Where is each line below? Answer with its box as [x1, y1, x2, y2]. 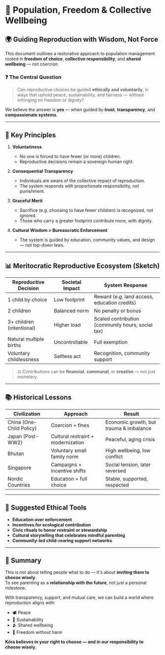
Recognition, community [94, 350, 150, 357]
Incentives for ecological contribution [12, 522, 91, 527]
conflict [105, 453, 123, 460]
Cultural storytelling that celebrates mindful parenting [12, 532, 125, 538]
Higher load [54, 321, 81, 328]
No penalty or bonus [94, 307, 141, 314]
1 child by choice [7, 296, 48, 303]
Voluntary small [51, 447, 87, 454]
